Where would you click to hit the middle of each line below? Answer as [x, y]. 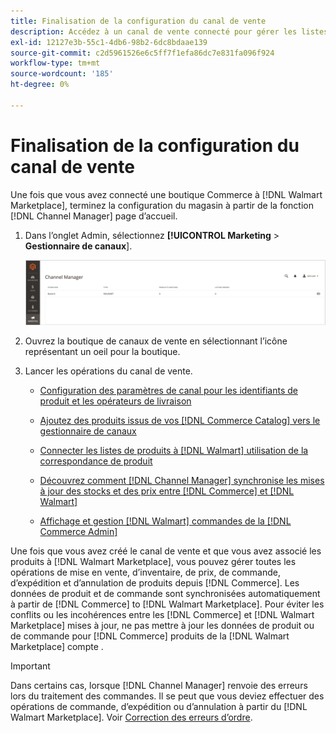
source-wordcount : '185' [62, 74]
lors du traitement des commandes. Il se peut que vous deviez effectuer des [167, 696]
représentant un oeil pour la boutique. [102, 351]
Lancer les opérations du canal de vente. [108, 371]
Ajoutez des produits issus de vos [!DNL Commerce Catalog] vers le [180, 420]
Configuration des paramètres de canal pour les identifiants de [168, 390]
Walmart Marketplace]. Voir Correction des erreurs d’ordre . [131, 717]
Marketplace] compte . [57, 646]
